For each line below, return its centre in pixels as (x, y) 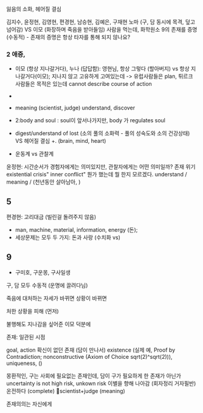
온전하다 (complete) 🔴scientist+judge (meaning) (66, 390)
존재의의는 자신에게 (29, 404)
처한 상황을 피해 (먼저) (33, 311)
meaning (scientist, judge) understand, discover (75, 108)
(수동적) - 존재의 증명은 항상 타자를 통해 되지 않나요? (68, 37)
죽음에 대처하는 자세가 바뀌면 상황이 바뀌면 (57, 298)
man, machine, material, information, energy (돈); (76, 230)
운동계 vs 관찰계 (34, 154)
